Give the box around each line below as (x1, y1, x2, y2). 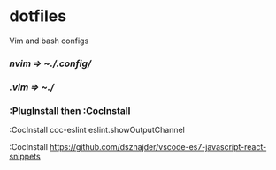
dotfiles (9, 6, 67, 26)
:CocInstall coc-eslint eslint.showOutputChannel (9, 125, 186, 136)
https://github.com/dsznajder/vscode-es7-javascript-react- (50, 142, 267, 152)
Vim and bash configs (9, 35, 89, 46)
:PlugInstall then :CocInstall (9, 104, 131, 116)
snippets (9, 152, 42, 162)
